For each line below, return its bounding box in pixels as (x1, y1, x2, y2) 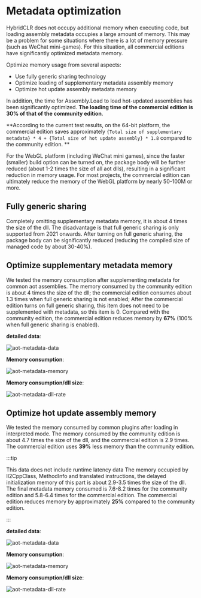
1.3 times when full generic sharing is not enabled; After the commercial (6, 295, 183, 302)
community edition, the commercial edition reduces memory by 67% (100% (6, 314, 193, 321)
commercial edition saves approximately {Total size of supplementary (6, 128, 182, 135)
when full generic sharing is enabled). (6, 321, 100, 328)
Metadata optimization (6, 4, 121, 18)
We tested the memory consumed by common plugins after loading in (6, 424, 178, 431)
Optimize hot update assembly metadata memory (14, 85, 137, 92)
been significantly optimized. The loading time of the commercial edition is (6, 103, 193, 110)
